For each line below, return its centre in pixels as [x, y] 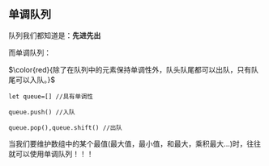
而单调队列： [30, 52]
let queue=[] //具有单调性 [51, 96]
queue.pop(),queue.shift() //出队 [66, 127]
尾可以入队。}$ [32, 80]
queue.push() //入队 [42, 112]
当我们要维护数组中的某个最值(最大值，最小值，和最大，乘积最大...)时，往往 [135, 143]
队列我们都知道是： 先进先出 [55, 35]
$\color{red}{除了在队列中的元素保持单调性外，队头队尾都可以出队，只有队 [134, 69]
